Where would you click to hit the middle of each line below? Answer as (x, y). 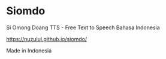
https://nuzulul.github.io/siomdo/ (47, 39)
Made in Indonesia (29, 50)
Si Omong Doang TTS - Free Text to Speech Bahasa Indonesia (83, 27)
